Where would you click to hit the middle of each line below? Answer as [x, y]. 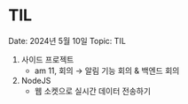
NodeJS [36, 80]
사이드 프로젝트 [47, 59]
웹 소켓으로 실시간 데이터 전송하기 [93, 91]
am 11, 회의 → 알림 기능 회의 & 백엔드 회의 [107, 71]
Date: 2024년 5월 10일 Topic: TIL [67, 41]
